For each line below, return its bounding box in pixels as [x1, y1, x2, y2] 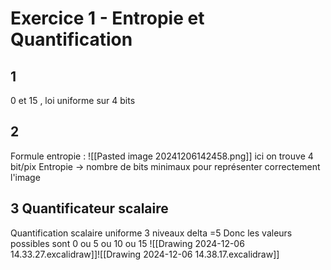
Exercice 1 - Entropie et [10, 7, 205, 30]
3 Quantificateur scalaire [10, 200, 169, 217]
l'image [10, 171, 41, 183]
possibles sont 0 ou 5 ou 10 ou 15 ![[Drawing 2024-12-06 [10, 237, 245, 249]
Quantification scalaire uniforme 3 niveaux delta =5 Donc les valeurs [10, 227, 293, 239]
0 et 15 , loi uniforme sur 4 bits [10, 95, 136, 106]
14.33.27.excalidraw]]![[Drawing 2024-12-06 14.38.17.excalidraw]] [10, 248, 280, 260]
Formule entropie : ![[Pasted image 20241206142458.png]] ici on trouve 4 [10, 150, 314, 162]
